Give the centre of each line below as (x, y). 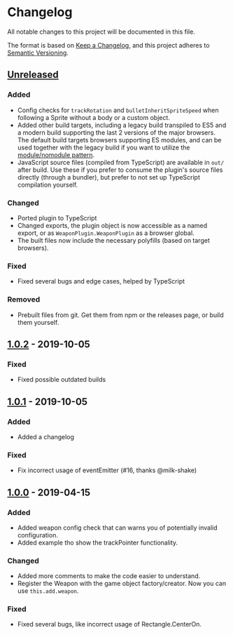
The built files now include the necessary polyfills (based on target (113, 240)
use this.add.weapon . (48, 591)
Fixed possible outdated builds (62, 380)
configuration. (37, 535)
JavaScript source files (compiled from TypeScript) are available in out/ (121, 162)
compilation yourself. (48, 185)
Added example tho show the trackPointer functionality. (98, 542)
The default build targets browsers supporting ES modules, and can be (119, 140)
